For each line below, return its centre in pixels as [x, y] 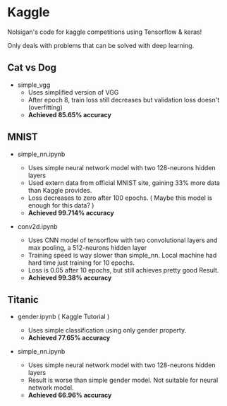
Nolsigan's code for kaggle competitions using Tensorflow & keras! [105, 32]
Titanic [23, 300]
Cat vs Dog [32, 68]
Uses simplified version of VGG [73, 92]
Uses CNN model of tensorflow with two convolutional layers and [123, 240]
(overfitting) [45, 107]
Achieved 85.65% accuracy [69, 114]
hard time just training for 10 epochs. [81, 263]
